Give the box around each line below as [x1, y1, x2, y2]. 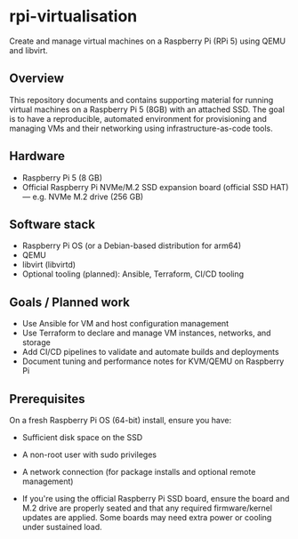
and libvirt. [9, 44, 49, 55]
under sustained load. [21, 522, 102, 532]
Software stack [9, 216, 96, 232]
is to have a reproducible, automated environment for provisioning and [9, 113, 267, 124]
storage [21, 337, 51, 348]
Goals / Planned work [9, 294, 131, 310]
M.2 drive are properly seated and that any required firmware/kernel [21, 503, 273, 513]
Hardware [9, 149, 65, 164]
